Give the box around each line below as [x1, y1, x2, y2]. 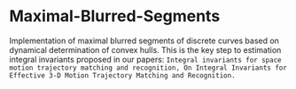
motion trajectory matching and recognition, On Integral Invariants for [9, 63, 288, 72]
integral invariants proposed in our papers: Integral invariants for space [9, 54, 282, 64]
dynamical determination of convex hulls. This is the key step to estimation [9, 44, 282, 55]
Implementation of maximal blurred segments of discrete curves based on [9, 35, 279, 46]
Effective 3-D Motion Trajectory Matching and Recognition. [9, 70, 237, 80]
